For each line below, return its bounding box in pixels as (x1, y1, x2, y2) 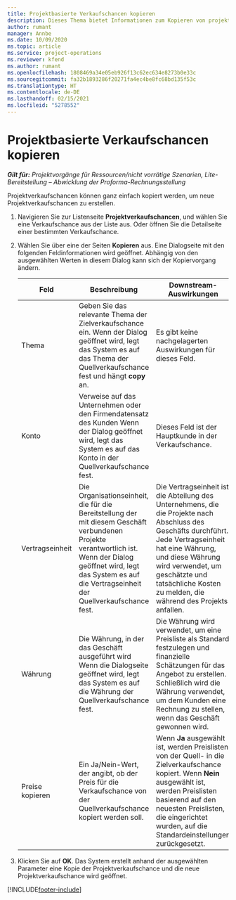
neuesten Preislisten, (155, 803, 225, 813)
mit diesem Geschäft (78, 517, 147, 527)
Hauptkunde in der (155, 430, 218, 440)
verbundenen (78, 525, 124, 535)
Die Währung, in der (78, 634, 145, 643)
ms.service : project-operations (7, 50, 102, 57)
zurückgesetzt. (155, 838, 206, 848)
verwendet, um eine (155, 625, 222, 635)
